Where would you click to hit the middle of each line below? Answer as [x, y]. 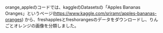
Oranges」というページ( [30, 13]
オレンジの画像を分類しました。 [46, 26]
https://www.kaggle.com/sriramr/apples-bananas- [105, 13]
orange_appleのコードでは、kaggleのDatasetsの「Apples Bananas [73, 7]
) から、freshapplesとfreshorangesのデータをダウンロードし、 [85, 19]
